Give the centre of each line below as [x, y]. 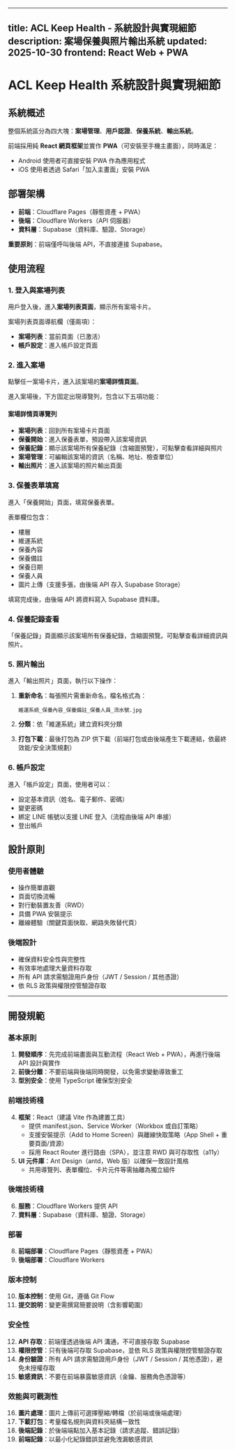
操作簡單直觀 [36, 888]
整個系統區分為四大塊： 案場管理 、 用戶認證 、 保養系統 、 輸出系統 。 [103, 131]
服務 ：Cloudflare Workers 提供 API [68, 1206]
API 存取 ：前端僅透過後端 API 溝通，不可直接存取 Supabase [104, 1342]
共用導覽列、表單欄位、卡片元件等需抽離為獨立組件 [102, 1169]
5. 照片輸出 [26, 664]
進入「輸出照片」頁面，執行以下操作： [63, 681]
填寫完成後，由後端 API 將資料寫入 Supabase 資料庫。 [86, 599]
